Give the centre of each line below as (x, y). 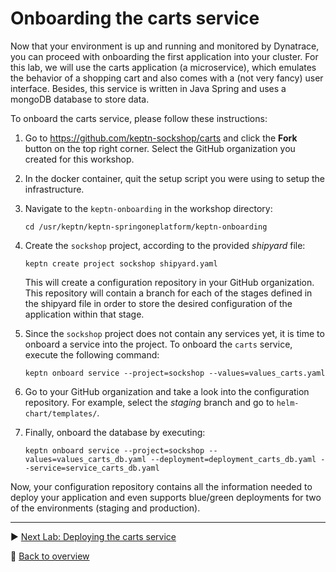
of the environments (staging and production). (105, 508)
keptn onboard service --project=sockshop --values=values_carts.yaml (175, 373)
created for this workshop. (79, 159)
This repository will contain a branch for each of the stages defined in (168, 293)
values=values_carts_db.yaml (85, 459)
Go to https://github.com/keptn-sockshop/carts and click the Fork (161, 138)
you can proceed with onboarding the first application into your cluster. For (164, 56)
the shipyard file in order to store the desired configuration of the (158, 303)
